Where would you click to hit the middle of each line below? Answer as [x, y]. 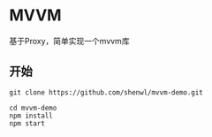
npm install [31, 116]
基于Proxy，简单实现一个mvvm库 [69, 41]
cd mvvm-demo [33, 108]
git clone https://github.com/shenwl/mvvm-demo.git [106, 92]
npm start [27, 123]
